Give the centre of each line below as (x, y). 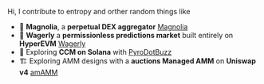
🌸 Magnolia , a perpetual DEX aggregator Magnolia (103, 27)
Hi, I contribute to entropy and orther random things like (99, 11)
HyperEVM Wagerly (52, 44)
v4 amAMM (38, 72)
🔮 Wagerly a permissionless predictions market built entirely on (126, 35)
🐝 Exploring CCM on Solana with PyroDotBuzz (95, 52)
